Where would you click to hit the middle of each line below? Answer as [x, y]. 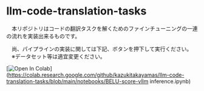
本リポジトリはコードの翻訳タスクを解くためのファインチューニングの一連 [104, 28]
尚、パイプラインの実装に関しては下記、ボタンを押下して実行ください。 [102, 49]
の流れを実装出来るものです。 [43, 36]
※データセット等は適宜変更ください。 [58, 56]
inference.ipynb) [170, 81]
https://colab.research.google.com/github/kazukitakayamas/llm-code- [96, 75]
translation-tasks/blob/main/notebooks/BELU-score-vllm [77, 81]
